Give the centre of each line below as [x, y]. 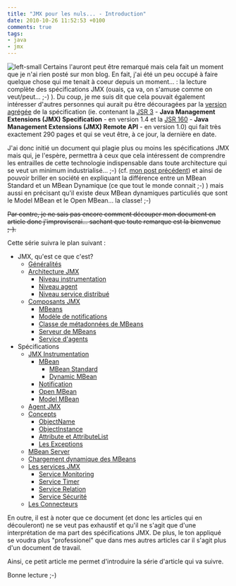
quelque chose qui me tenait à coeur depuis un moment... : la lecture [107, 82]
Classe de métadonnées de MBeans [91, 324]
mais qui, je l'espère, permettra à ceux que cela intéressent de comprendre [116, 155]
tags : [15, 34]
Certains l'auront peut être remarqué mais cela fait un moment [133, 67]
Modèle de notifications [73, 316]
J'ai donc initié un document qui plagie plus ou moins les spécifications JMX [118, 148]
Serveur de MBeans [67, 331]
